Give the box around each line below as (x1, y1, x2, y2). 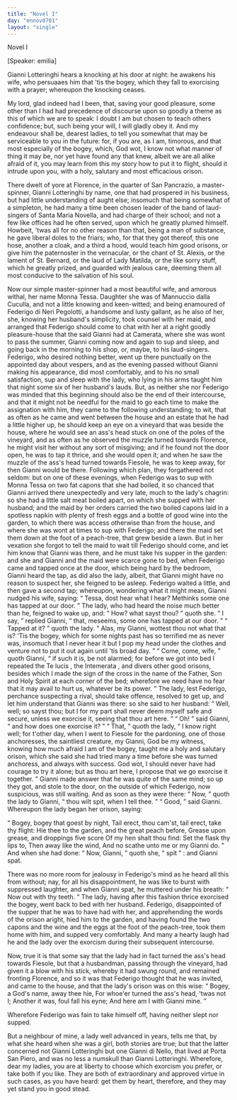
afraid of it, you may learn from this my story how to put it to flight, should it (7, 160, 228, 168)
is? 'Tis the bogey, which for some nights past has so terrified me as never (7, 632, 225, 640)
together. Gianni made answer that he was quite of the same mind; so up (7, 774, 224, 784)
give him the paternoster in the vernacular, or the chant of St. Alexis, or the (7, 249, 225, 257)
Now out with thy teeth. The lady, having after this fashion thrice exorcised (7, 893, 229, 901)
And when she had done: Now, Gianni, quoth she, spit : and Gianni (7, 849, 218, 857)
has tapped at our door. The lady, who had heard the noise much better (7, 601, 220, 610)
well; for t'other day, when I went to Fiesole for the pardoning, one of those (7, 730, 226, 738)
